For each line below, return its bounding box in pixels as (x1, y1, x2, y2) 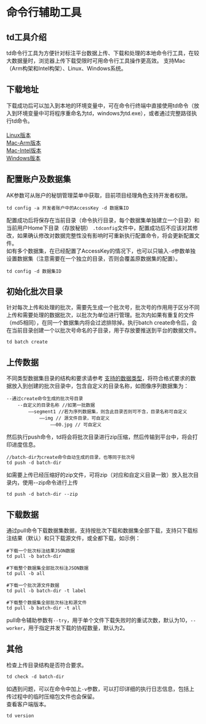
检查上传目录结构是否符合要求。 (6, 661, 87, 669)
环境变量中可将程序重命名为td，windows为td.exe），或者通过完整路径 (17, 109, 192, 117)
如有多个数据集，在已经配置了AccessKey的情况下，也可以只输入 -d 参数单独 (6, 247, 196, 255)
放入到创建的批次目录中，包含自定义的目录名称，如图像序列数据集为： (11, 382, 189, 390)
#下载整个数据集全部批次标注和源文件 (6, 599, 87, 606)
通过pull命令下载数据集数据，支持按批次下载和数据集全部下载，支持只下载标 (6, 527, 198, 534)
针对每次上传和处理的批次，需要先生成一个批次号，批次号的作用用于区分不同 (6, 304, 200, 311)
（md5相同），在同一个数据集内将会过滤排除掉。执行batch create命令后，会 (6, 319, 197, 326)
